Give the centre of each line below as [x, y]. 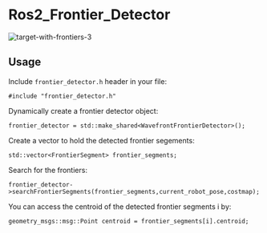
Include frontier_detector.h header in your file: [87, 81]
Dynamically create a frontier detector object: [83, 110]
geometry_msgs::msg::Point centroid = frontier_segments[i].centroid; [129, 221]
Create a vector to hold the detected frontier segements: [101, 140]
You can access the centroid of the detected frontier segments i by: [120, 207]
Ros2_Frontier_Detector [89, 15]
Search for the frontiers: [48, 170]
